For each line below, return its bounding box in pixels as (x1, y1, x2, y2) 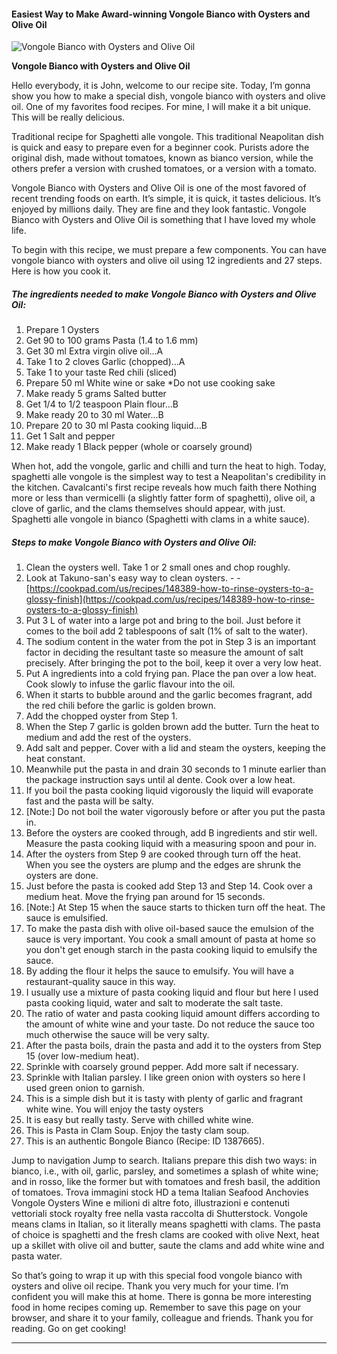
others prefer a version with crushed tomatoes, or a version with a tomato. (11, 163, 318, 175)
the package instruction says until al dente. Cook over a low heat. (25, 774, 296, 786)
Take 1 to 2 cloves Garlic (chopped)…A (25, 356, 186, 368)
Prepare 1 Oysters (25, 324, 100, 336)
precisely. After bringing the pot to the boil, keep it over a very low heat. (25, 657, 322, 669)
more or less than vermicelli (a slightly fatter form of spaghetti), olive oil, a (11, 492, 316, 504)
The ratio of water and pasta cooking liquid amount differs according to (25, 1008, 321, 1020)
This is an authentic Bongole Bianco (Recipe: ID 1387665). (25, 1135, 265, 1147)
